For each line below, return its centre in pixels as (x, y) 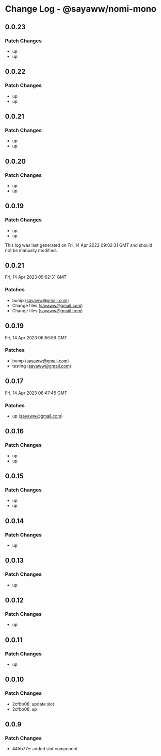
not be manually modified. (31, 250)
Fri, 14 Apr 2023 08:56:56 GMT (36, 337)
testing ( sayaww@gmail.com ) (42, 366)
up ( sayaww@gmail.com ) (37, 416)
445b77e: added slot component (45, 749)
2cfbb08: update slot (33, 704)
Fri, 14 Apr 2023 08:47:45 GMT (36, 393)
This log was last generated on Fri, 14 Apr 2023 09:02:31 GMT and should (79, 245)
